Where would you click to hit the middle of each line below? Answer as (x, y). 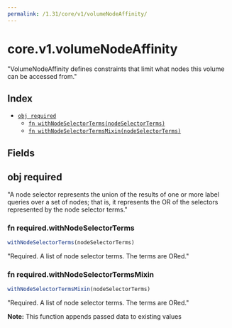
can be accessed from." (42, 76)
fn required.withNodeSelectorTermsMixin (81, 274)
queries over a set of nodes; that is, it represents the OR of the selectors (113, 202)
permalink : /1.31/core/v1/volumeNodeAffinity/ (77, 14)
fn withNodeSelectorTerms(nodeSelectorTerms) (96, 124)
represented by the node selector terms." (67, 209)
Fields (21, 153)
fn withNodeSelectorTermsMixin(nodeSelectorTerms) (105, 131)
